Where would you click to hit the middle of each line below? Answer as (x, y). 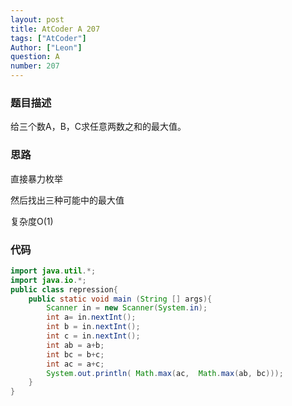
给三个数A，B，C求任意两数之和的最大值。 (98, 127)
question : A (35, 57)
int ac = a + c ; (75, 364)
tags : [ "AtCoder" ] (48, 38)
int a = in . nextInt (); (91, 317)
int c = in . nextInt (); (93, 336)
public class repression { (64, 289)
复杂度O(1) (32, 221)
